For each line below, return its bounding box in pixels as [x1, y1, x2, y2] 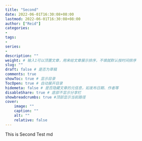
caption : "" [14, 108, 39, 114]
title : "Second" [5, 7, 39, 12]
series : [5, 44, 21, 49]
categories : [5, 26, 30, 31]
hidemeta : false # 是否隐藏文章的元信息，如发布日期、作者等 [5, 85, 119, 91]
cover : [5, 99, 19, 104]
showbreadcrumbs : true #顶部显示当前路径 [5, 94, 86, 99]
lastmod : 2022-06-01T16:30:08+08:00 [5, 16, 81, 21]
